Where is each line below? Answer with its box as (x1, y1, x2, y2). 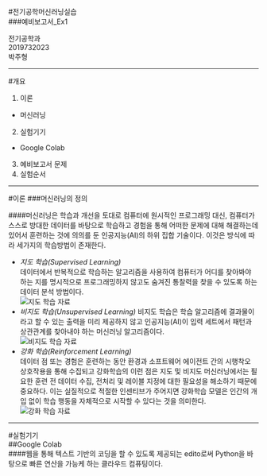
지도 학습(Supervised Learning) (19, 257, 122, 266)
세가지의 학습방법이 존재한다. (16, 241, 106, 250)
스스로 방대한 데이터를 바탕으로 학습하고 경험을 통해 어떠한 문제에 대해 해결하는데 (8, 221, 259, 230)
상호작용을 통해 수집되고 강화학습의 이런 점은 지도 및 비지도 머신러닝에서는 (19, 366, 250, 376)
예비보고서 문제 (19, 160, 68, 168)
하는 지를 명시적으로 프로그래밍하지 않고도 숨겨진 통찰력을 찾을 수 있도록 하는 (19, 277, 258, 286)
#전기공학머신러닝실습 (8, 7, 77, 16)
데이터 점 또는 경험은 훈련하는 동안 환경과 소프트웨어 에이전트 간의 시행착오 (19, 357, 252, 366)
